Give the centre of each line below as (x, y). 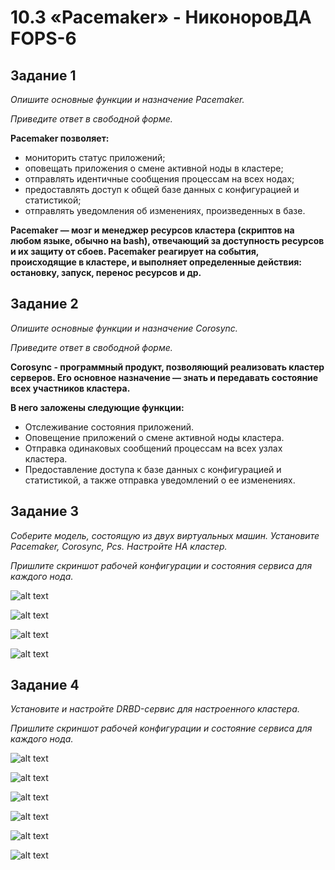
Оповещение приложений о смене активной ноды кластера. (154, 437)
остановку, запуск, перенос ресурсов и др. (106, 272)
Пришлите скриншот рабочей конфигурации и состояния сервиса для (161, 565)
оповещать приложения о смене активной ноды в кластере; (154, 168)
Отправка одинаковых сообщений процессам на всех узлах (153, 448)
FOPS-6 (43, 38)
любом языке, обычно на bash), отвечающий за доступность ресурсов (167, 240)
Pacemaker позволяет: (60, 138)
